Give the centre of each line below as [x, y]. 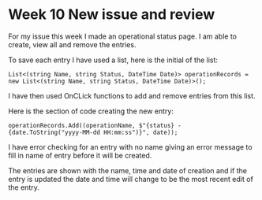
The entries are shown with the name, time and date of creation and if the [127, 170]
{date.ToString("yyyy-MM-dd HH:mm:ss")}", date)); [93, 132]
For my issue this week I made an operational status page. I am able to [122, 36]
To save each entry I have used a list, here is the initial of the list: [113, 60]
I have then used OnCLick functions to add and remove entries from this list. [132, 95]
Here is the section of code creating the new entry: [91, 111]
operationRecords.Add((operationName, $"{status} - [95, 125]
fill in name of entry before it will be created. [80, 155]
